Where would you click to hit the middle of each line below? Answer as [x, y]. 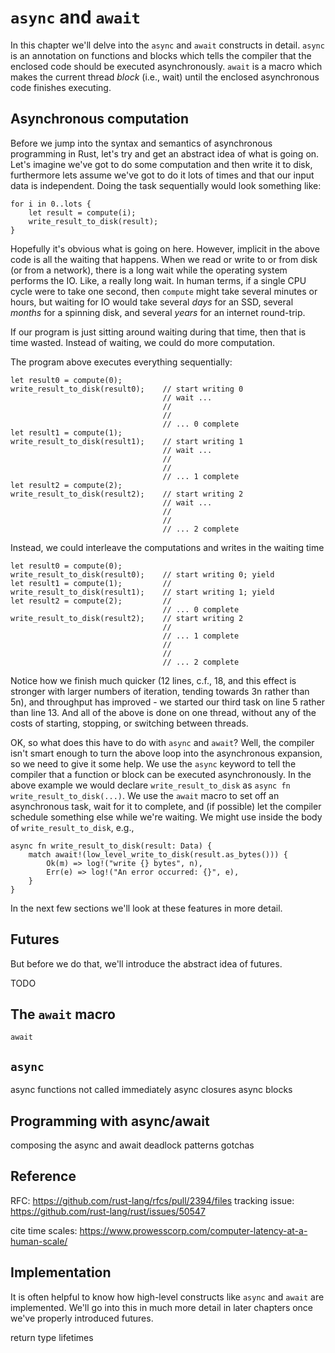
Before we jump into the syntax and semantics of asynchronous [141, 143]
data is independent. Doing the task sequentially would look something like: [166, 185]
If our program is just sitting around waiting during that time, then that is [158, 332]
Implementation [61, 1272]
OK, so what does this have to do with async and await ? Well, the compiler [162, 742]
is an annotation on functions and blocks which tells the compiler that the [161, 55]
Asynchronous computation [100, 119]
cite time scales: [44, 1230]
